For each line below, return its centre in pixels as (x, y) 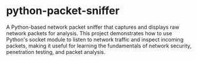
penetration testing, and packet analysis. (56, 52)
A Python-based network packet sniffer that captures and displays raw (93, 27)
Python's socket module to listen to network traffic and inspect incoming (95, 39)
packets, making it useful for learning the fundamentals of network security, (99, 46)
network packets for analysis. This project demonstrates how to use (89, 33)
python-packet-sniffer (63, 11)
